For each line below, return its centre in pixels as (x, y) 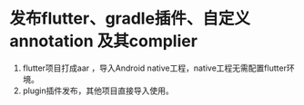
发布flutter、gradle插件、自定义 (130, 19)
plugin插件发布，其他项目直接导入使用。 (98, 91)
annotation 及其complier (104, 41)
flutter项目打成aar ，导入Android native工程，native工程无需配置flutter (154, 68)
